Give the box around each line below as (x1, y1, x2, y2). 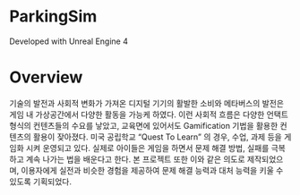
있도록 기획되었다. (9, 176, 73, 187)
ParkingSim (9, 6, 98, 27)
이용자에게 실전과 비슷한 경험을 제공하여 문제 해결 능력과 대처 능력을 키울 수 (21, 165, 284, 175)
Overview (9, 67, 83, 88)
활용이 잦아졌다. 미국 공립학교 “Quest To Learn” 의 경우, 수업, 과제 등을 (32, 131, 282, 142)
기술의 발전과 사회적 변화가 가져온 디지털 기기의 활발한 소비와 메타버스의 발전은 (9, 97, 285, 108)
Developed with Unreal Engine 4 (9, 36, 128, 47)
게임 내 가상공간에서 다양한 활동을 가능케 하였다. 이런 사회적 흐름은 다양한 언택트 (9, 109, 289, 120)
